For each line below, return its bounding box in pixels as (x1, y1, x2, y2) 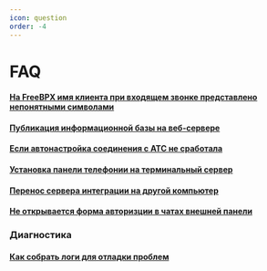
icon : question (9, 13, 67, 23)
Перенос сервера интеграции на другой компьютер (9, 184, 219, 196)
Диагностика (9, 229, 72, 242)
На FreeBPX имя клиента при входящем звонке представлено (9, 92, 258, 103)
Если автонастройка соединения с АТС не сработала (9, 143, 223, 154)
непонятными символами (9, 101, 115, 112)
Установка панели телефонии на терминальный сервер (9, 164, 233, 175)
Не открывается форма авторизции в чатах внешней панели (9, 206, 253, 217)
